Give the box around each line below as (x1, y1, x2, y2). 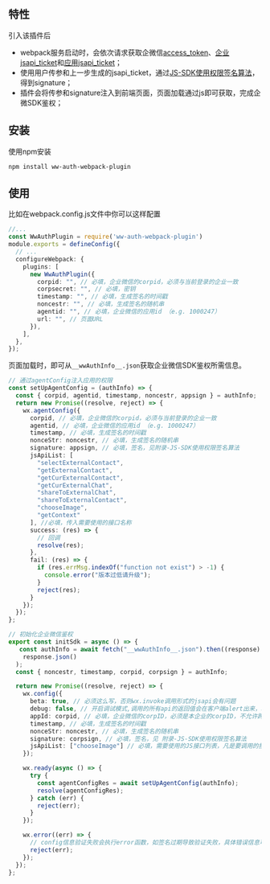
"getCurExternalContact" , (37, 474, 125, 482)
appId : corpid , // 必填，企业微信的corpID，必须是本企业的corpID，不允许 (29, 712, 258, 720)
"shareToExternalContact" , (37, 496, 128, 504)
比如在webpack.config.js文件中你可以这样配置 (8, 209, 161, 219)
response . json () (22, 652, 78, 661)
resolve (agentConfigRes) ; (37, 787, 125, 795)
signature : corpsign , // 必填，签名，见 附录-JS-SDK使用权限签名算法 (29, 734, 247, 742)
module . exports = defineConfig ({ (8, 241, 121, 249)
